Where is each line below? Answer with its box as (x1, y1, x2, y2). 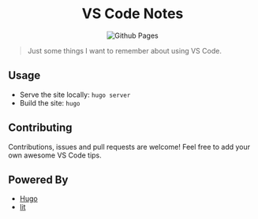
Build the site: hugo (19, 98, 80, 107)
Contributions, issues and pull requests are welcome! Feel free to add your (8, 142, 251, 151)
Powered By (8, 173, 69, 186)
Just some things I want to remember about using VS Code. (27, 46, 222, 55)
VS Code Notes (81, 5, 184, 23)
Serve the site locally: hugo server (19, 90, 131, 99)
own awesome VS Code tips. (8, 150, 103, 160)
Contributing (8, 121, 73, 135)
